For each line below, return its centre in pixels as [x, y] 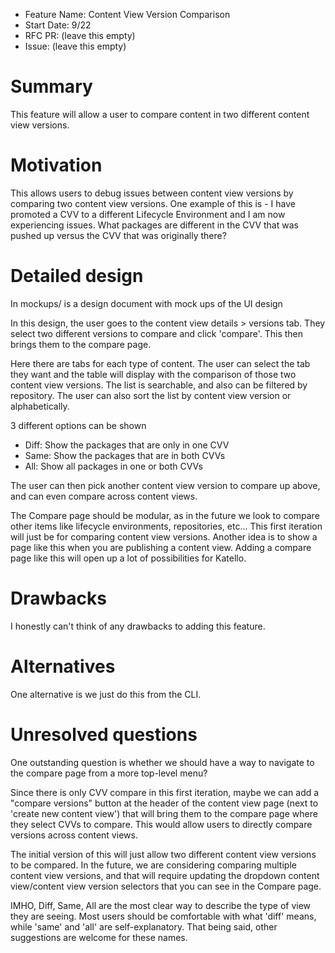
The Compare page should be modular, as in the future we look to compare [165, 515]
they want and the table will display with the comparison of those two [153, 374]
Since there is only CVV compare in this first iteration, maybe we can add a [165, 792]
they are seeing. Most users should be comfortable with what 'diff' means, [163, 916]
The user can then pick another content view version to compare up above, [165, 485]
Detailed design [77, 276]
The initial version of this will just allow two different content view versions [163, 854]
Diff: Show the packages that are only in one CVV [127, 445]
